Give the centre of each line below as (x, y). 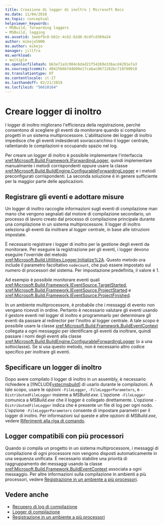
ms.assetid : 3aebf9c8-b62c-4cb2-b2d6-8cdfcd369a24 (58, 37)
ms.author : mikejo (24, 46)
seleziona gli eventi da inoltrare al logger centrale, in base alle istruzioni (77, 230)
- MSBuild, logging (25, 32)
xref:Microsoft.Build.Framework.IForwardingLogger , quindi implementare (79, 160)
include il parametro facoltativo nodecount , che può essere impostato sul (78, 265)
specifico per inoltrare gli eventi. (38, 352)
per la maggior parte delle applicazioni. (45, 182)
